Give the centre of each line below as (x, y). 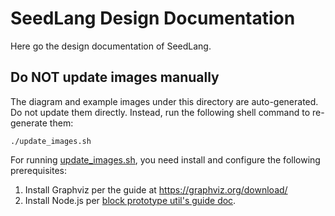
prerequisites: (39, 170)
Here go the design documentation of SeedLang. (111, 46)
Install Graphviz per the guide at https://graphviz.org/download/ (156, 189)
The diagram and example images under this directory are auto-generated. (164, 101)
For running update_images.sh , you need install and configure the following (165, 159)
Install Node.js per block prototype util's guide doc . (130, 200)
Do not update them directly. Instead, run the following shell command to (160, 112)
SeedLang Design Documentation (153, 18)
